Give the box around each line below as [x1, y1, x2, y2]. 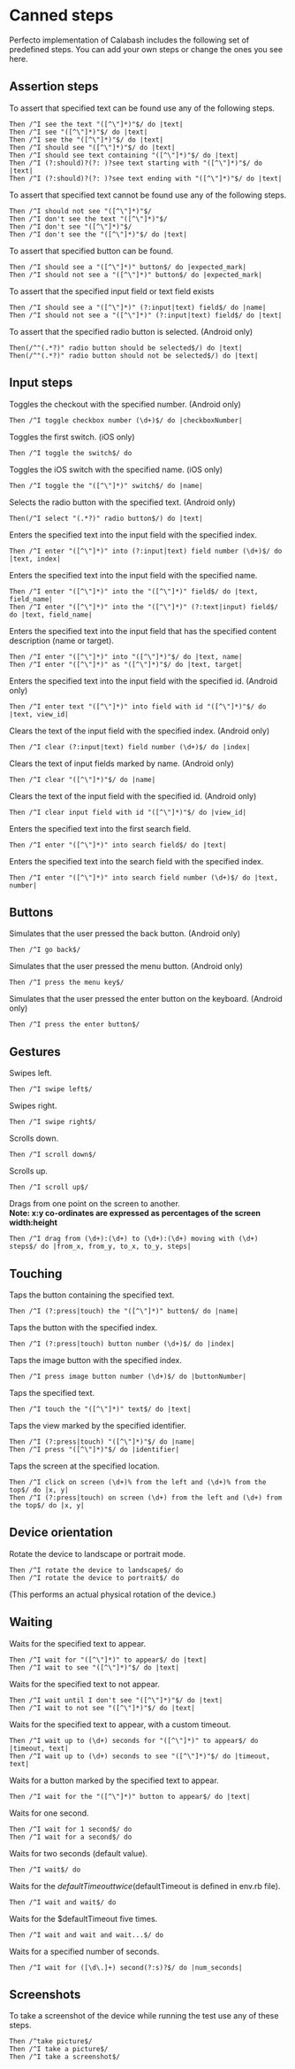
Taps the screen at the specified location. [9, 1461, 161, 1471]
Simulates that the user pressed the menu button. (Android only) [9, 961, 243, 972]
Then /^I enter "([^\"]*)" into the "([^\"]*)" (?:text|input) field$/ [9, 602, 278, 611]
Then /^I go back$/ [9, 945, 81, 955]
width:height [9, 1217, 57, 1228]
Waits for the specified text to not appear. [9, 1678, 161, 1689]
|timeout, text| [9, 1744, 69, 1753]
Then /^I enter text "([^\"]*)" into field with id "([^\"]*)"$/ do [9, 701, 267, 711]
